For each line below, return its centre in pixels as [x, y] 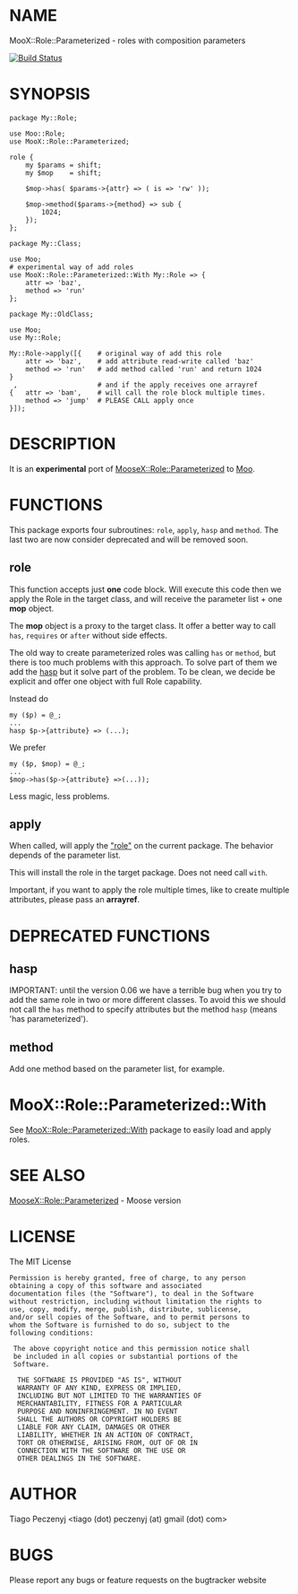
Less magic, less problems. [60, 796]
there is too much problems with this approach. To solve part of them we [143, 662]
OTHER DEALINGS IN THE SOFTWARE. [80, 1459]
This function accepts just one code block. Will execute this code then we [145, 589]
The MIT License [40, 1262]
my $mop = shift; [64, 173]
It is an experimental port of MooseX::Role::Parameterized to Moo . [132, 468]
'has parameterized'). [49, 1019]
